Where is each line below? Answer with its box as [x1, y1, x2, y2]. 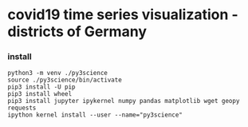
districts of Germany [7, 22, 147, 41]
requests [7, 104, 37, 113]
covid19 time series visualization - [7, 6, 238, 24]
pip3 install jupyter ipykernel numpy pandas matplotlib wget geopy [7, 97, 240, 105]
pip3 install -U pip [7, 83, 77, 91]
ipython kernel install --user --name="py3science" [7, 111, 183, 119]
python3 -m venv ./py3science [7, 69, 108, 77]
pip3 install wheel [7, 90, 73, 98]
